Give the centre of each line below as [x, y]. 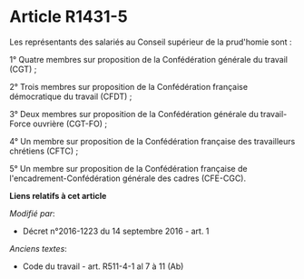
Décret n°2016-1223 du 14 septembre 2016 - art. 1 [116, 231]
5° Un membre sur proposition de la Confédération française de [128, 168]
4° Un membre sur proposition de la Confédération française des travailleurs [152, 141]
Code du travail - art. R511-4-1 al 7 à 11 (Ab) [103, 266]
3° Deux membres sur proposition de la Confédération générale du [134, 114]
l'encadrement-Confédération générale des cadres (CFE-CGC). [128, 178]
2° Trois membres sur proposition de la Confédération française [128, 86]
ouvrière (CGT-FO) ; [70, 124]
